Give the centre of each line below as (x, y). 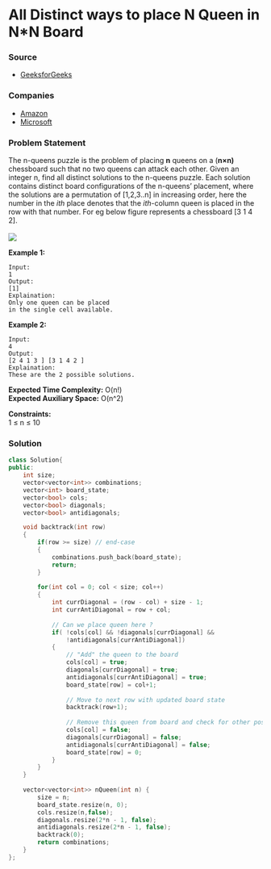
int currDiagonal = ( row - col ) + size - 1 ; (127, 603)
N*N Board (46, 32)
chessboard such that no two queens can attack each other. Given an (124, 169)
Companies (31, 96)
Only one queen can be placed (59, 303)
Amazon (34, 113)
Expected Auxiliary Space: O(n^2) (66, 399)
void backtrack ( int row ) (65, 527)
